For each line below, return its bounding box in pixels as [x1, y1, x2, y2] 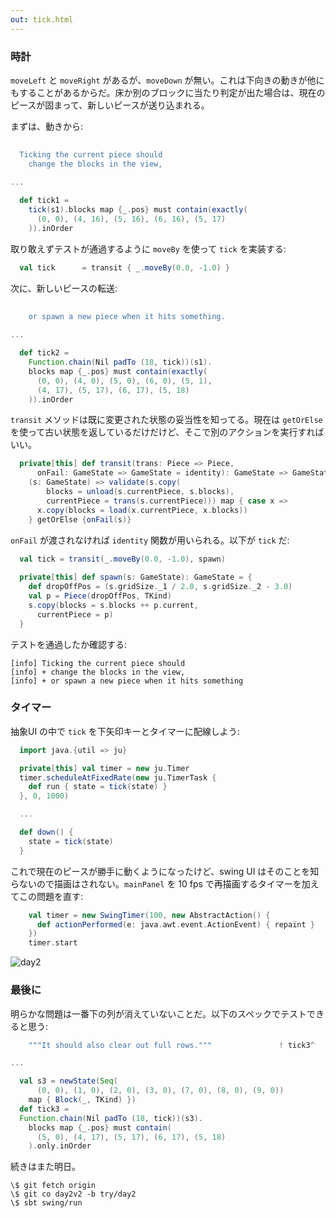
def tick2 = [19, 348, 70, 358]
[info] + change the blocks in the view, [10, 667, 186, 677]
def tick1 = [19, 196, 70, 206]
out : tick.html [10, 14, 74, 25]
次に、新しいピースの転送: [10, 282, 118, 294]
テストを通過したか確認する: [10, 638, 128, 650]
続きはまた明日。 [10, 1161, 81, 1173]
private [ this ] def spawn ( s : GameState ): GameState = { [19, 572, 253, 583]
